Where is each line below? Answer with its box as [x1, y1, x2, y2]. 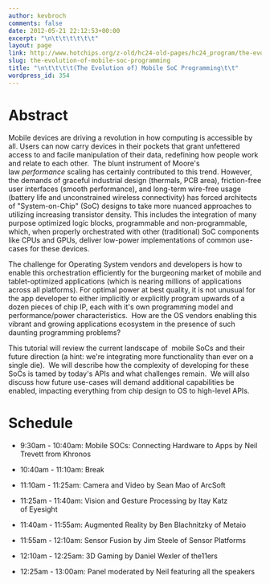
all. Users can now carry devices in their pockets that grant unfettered [8, 141, 240, 151]
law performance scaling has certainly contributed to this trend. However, [8, 166, 252, 177]
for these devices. [29, 243, 90, 253]
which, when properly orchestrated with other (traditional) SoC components [8, 227, 260, 236]
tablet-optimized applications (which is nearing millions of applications [8, 276, 243, 286]
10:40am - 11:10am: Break [19, 464, 104, 474]
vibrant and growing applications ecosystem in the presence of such [8, 319, 235, 329]
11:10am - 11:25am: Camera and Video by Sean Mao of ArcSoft [19, 480, 227, 490]
